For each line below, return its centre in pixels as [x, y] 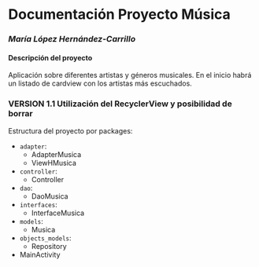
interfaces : [38, 204]
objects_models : [46, 238]
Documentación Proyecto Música [119, 15]
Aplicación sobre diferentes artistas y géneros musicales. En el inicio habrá [130, 75]
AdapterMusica [56, 154]
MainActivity [40, 254]
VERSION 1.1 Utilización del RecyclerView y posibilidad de [120, 104]
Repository [49, 246]
